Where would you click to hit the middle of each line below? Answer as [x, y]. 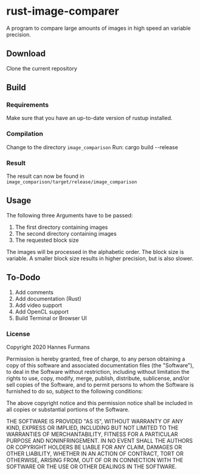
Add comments [34, 292]
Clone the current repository [42, 68]
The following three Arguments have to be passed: [70, 215]
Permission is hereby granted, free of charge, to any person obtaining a [96, 359]
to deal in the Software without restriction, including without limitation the [98, 371]
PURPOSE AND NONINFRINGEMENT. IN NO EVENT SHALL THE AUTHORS [100, 440]
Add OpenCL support [42, 311]
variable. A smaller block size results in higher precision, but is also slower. [100, 258]
